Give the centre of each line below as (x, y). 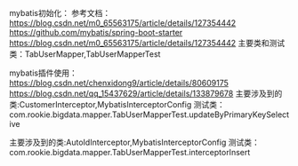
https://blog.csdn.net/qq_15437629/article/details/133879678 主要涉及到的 (146, 93)
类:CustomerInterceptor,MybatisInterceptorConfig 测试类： (117, 104)
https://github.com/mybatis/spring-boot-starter (96, 32)
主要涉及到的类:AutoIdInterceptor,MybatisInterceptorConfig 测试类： (134, 142)
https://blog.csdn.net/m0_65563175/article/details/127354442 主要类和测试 (147, 43)
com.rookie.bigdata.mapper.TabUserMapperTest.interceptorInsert (130, 152)
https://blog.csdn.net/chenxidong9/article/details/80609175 (119, 83)
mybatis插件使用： (43, 73)
